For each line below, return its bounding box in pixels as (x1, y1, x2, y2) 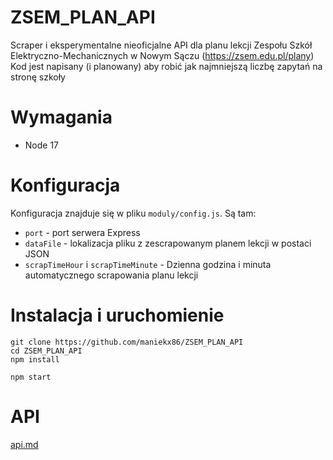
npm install (10, 354, 60, 365)
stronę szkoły (10, 71, 66, 83)
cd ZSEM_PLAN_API (10, 346, 83, 356)
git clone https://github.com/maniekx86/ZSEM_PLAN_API (10, 337, 244, 347)
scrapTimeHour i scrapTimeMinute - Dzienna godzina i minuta (24, 258, 272, 270)
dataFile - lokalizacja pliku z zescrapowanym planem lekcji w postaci (24, 237, 312, 249)
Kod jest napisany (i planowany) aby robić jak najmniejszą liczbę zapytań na (10, 60, 323, 72)
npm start (10, 372, 52, 382)
